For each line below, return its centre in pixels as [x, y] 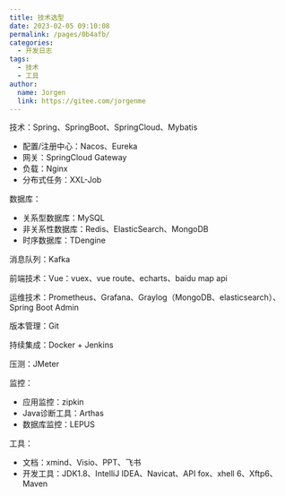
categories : [31, 43]
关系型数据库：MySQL [63, 218]
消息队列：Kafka [39, 260]
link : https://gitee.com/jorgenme [82, 101]
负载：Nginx [45, 169]
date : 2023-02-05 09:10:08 [60, 26]
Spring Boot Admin [44, 308]
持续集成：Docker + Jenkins [61, 345]
